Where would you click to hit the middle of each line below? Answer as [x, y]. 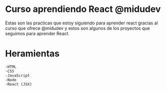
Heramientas [32, 54]
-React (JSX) [19, 84]
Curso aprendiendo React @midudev [83, 9]
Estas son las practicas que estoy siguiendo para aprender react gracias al [82, 23]
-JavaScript [17, 76]
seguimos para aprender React [37, 33]
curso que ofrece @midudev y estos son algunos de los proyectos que [78, 28]
